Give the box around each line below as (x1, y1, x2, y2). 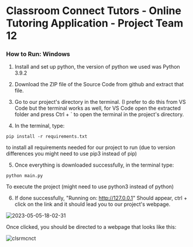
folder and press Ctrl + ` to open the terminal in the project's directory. (14, 111, 184, 118)
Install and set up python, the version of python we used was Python (14, 63, 180, 70)
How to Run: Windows (6, 50, 70, 58)
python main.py (6, 173, 43, 179)
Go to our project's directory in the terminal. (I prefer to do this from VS (14, 99, 186, 106)
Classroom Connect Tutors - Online (6, 4, 181, 18)
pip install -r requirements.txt (6, 134, 88, 140)
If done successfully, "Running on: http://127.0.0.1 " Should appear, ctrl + (14, 195, 188, 202)
